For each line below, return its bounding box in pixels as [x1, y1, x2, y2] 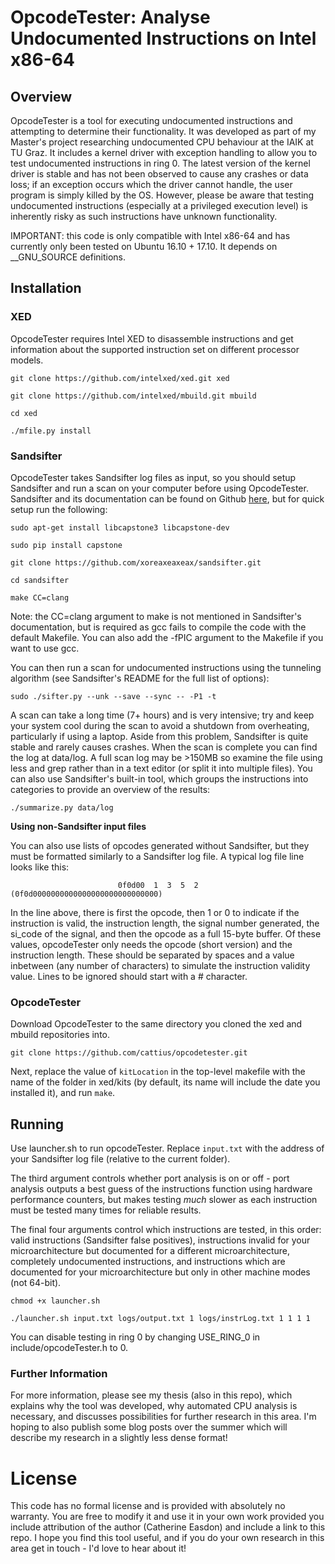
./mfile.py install [10, 426, 92, 436]
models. [10, 354, 44, 366]
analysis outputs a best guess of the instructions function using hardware [10, 1183, 313, 1195]
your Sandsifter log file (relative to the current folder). [10, 1153, 231, 1165]
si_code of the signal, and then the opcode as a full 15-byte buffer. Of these [10, 927, 322, 940]
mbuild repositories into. [10, 1029, 111, 1041]
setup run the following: [10, 503, 108, 515]
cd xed [10, 408, 38, 418]
